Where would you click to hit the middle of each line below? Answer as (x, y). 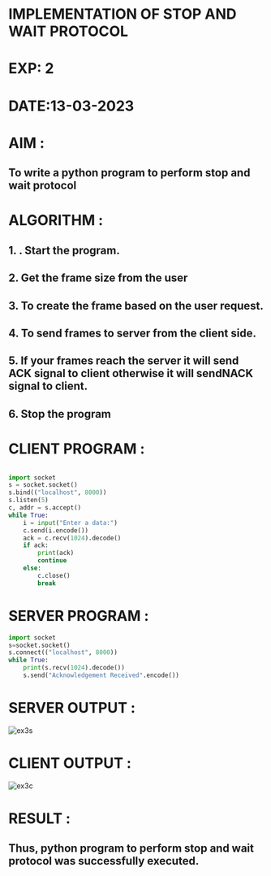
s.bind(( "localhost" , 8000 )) (58, 492)
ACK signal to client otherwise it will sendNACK (131, 373)
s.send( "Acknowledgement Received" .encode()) (101, 675)
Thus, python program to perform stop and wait (131, 849)
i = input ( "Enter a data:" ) (70, 523)
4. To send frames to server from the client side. (133, 333)
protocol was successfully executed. (104, 861)
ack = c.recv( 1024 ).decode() (72, 538)
